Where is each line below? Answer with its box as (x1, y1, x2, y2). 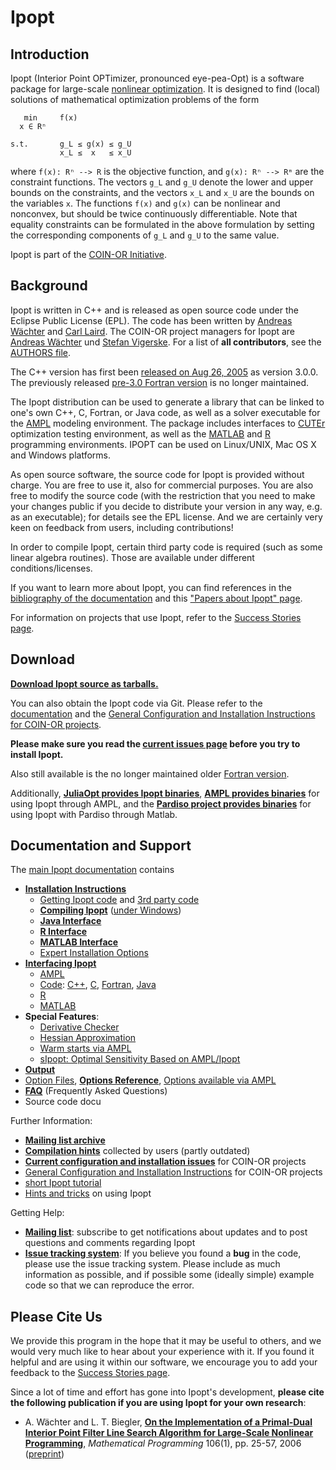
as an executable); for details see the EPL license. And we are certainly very (10, 511, 323, 523)
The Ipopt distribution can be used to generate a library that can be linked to (10, 396, 325, 408)
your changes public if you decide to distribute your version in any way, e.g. (10, 500, 323, 512)
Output (24, 1064, 56, 1076)
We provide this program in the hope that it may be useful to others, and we (10, 1335, 322, 1347)
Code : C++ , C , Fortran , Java (39, 979, 157, 991)
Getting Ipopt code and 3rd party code (39, 894, 200, 906)
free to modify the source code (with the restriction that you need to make (10, 489, 316, 501)
